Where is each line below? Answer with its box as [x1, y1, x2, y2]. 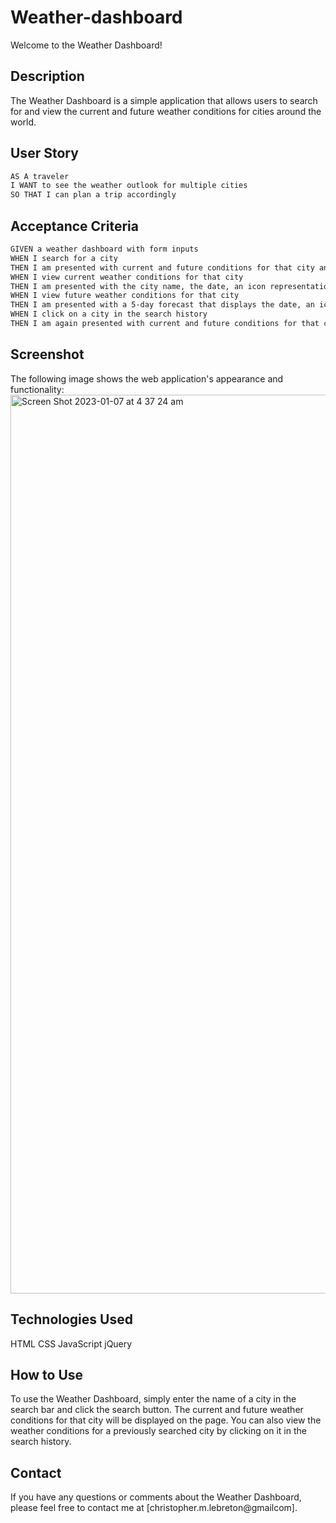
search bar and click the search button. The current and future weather [10, 1404, 304, 1416]
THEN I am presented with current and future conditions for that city [10, 262, 315, 273]
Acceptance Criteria [10, 217, 139, 235]
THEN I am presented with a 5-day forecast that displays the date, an [10, 300, 315, 310]
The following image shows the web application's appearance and [10, 372, 284, 385]
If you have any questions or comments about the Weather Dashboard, [10, 1491, 302, 1503]
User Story [10, 145, 79, 162]
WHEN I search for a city [10, 253, 118, 263]
